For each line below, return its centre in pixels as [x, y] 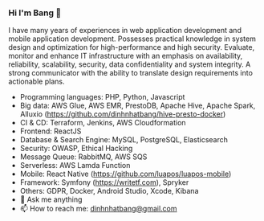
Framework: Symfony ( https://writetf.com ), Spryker [104, 182]
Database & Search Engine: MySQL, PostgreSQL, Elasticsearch [124, 140]
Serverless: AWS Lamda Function [75, 166]
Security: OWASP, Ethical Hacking [76, 149]
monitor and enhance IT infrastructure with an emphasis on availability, [126, 56]
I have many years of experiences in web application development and [125, 31]
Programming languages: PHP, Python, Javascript [102, 97]
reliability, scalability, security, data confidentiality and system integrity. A [130, 64]
